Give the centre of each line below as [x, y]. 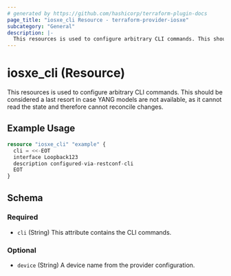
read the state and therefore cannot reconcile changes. [85, 107]
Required [23, 217]
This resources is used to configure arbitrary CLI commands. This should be [115, 92]
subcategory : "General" [41, 26]
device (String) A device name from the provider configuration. [106, 265]
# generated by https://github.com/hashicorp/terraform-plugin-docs [107, 13]
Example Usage [41, 128]
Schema [25, 198]
